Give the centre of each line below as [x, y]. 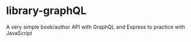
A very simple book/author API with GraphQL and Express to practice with [95, 27]
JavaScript [19, 33]
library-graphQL [46, 11]
